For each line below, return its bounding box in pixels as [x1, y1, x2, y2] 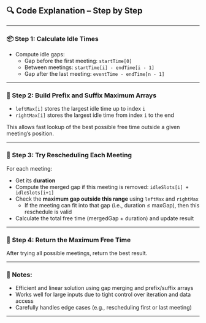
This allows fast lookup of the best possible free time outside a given [6, 124, 180, 131]
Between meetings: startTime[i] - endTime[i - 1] [24, 64, 154, 71]
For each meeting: [6, 165, 53, 172]
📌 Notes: [6, 270, 32, 279]
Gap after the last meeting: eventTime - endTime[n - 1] [24, 70, 165, 78]
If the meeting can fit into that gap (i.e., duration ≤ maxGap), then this [24, 201, 200, 209]
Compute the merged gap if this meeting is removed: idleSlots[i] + [15, 183, 189, 190]
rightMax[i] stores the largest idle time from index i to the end [15, 111, 175, 119]
